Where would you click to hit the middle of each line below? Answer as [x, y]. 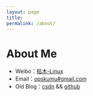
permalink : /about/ [31, 23]
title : [15, 18]
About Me [32, 54]
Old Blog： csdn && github [47, 87]
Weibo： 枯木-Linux [39, 72]
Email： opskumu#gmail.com [51, 79]
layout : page [23, 12]
